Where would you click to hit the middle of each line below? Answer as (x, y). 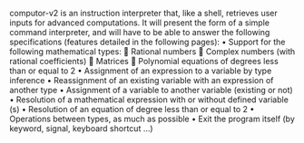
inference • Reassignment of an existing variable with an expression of (142, 80)
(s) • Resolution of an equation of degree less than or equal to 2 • (132, 109)
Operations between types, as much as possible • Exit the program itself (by (152, 119)
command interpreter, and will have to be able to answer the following (140, 32)
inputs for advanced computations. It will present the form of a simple (140, 23)
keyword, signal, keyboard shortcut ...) (81, 129)
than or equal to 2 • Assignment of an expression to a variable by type (141, 71)
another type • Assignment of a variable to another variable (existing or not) (151, 90)
